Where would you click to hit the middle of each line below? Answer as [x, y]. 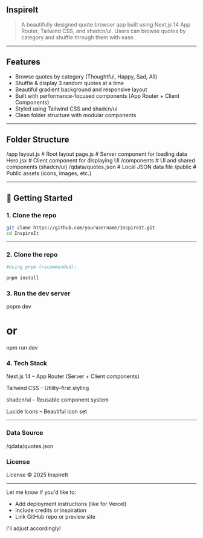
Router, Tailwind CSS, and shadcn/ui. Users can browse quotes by [103, 31]
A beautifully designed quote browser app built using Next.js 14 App [106, 24]
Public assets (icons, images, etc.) [49, 173]
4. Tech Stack [27, 363]
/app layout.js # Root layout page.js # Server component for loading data [97, 154]
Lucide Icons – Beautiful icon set [47, 412]
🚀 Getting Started [40, 198]
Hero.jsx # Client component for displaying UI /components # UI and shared [101, 161]
